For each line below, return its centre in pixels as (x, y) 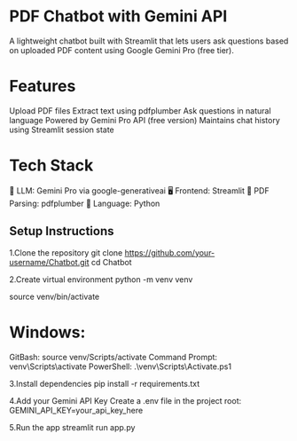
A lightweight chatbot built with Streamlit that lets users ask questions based (149, 41)
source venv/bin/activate (55, 296)
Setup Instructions (62, 231)
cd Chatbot (111, 262)
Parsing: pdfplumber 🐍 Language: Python (85, 203)
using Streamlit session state (62, 130)
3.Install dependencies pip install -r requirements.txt (105, 383)
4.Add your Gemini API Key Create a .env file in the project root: (125, 400)
